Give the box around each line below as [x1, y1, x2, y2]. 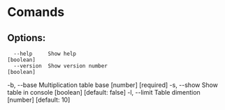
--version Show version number [13, 63, 108, 70]
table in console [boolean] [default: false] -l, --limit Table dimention [7, 88, 201, 96]
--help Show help [13, 50, 77, 57]
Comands [7, 4, 65, 20]
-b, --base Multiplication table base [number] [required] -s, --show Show [7, 81, 219, 89]
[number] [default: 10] [7, 95, 71, 104]
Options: [7, 32, 46, 44]
